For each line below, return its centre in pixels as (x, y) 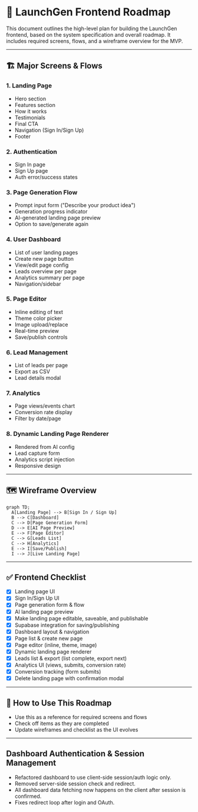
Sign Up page (31, 170)
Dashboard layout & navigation (52, 632)
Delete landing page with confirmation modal (69, 678)
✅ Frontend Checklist (46, 577)
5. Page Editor (27, 299)
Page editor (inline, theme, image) (56, 645)
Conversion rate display (43, 412)
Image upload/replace (41, 324)
